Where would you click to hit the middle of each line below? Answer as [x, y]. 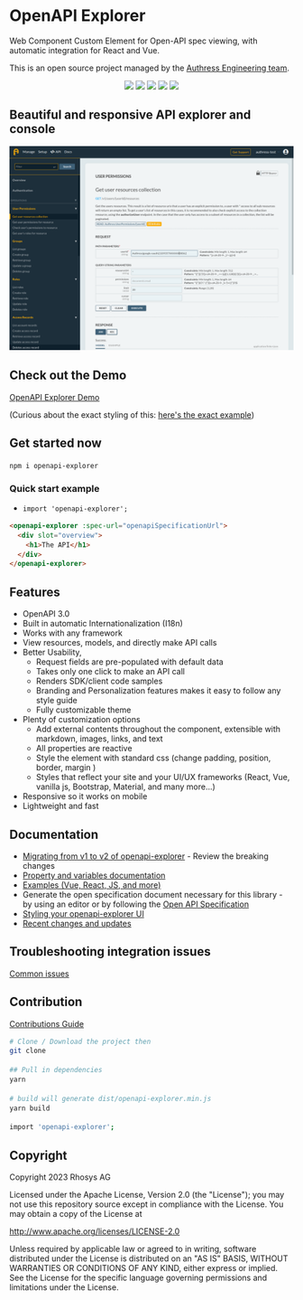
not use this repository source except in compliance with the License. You [147, 1204]
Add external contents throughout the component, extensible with [158, 730]
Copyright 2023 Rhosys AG [60, 1177]
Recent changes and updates [77, 923]
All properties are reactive [84, 749]
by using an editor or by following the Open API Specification [136, 904]
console [32, 129]
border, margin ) [66, 768]
